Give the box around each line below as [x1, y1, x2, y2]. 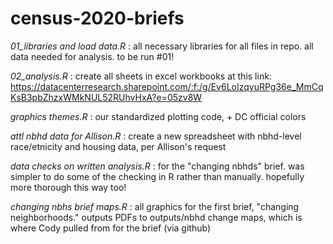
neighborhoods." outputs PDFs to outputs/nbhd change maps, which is [10, 211, 303, 223]
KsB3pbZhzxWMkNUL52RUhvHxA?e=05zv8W [10, 91, 203, 103]
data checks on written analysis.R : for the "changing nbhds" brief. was [10, 160, 305, 172]
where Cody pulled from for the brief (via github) [10, 222, 212, 234]
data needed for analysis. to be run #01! [10, 50, 175, 62]
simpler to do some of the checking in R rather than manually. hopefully [10, 170, 305, 182]
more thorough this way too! [10, 181, 127, 193]
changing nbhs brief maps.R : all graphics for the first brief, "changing [10, 200, 300, 212]
